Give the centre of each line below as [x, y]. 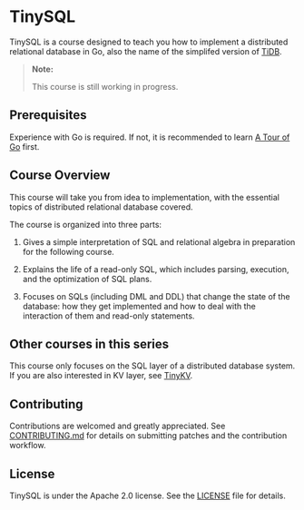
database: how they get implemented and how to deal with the [139, 306]
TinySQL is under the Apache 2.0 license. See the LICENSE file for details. [147, 495]
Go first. [25, 146]
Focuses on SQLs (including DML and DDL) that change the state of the [156, 296]
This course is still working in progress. [105, 86]
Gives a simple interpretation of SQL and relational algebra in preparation [159, 241]
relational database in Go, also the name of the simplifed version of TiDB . [146, 51]
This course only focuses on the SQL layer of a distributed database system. [152, 366]
